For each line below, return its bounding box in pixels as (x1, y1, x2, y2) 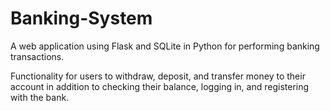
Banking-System (10, 7, 153, 30)
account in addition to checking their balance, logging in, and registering (10, 80, 310, 92)
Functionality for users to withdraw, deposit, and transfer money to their (10, 70, 306, 82)
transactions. (10, 50, 65, 62)
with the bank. (10, 91, 70, 103)
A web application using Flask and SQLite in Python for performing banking (10, 40, 320, 52)
